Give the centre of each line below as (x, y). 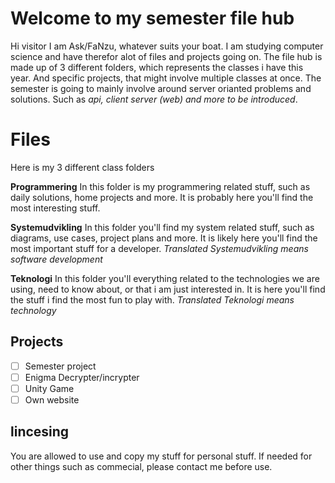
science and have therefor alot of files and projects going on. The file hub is (166, 56)
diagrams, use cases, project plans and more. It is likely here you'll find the (164, 238)
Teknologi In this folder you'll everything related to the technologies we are (165, 278)
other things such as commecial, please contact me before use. (141, 466)
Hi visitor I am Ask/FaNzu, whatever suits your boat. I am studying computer (167, 46)
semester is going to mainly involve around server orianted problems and (161, 88)
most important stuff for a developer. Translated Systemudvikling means (159, 248)
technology (33, 310)
